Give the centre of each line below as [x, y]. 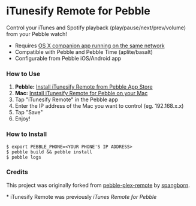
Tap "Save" [29, 113]
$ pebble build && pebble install [49, 152]
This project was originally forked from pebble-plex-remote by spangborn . [98, 185]
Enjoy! [22, 119]
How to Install [26, 134]
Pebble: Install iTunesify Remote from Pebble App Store [84, 87]
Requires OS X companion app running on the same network [90, 46]
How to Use [23, 74]
